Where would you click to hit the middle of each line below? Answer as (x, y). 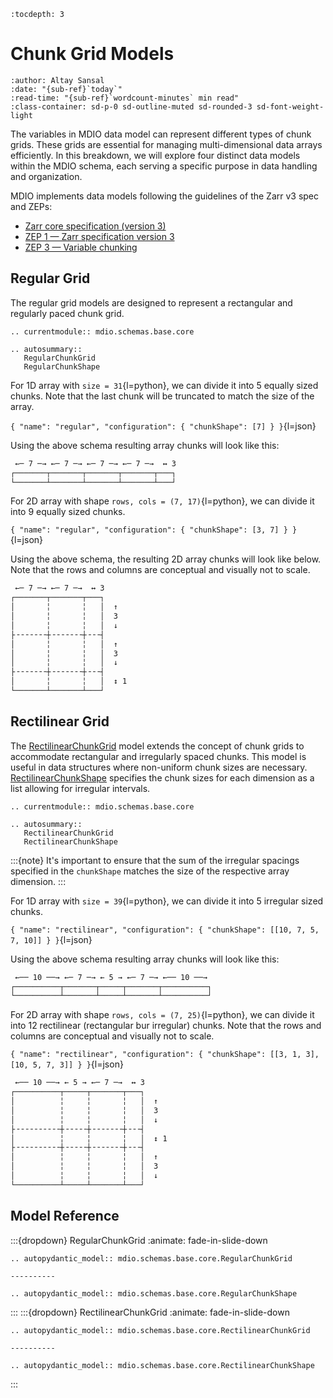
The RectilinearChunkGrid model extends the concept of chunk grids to (157, 746)
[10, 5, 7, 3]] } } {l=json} (67, 1064)
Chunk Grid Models (92, 54)
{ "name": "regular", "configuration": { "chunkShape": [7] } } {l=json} (163, 426)
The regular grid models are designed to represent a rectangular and (151, 302)
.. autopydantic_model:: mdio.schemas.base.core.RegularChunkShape (154, 1293)
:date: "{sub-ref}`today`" (66, 89)
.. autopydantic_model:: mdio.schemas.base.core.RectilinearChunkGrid (160, 1330)
